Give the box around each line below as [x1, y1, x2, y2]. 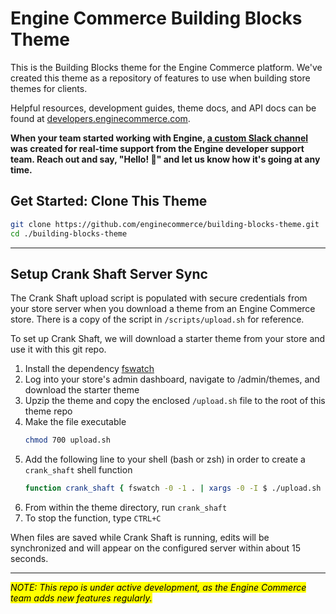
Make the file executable [24, 416, 127, 428]
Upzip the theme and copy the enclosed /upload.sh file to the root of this [24, 395, 326, 407]
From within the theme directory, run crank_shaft [24, 502, 228, 514]
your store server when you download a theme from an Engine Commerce [10, 303, 316, 315]
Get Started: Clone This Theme [10, 193, 208, 210]
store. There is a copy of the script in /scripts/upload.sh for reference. [10, 313, 305, 326]
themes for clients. [10, 82, 88, 94]
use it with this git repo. [10, 343, 107, 356]
